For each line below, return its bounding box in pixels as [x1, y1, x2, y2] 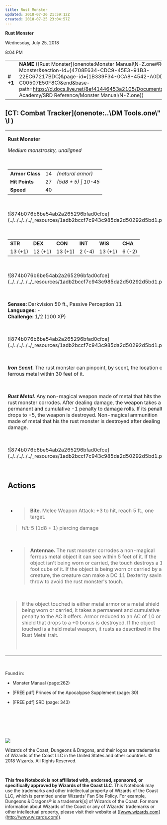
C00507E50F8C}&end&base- [19, 79, 90, 86]
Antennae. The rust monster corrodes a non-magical [30, 547, 155, 553]
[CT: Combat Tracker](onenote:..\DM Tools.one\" [5, 109, 161, 117]
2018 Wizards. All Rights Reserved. [5, 758, 77, 764]
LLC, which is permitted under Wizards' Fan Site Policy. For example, [5, 793, 146, 799]
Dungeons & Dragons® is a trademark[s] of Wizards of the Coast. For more [5, 798, 159, 804]
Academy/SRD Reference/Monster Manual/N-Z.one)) [19, 92, 144, 99]
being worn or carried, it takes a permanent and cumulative [21, 606, 160, 613]
